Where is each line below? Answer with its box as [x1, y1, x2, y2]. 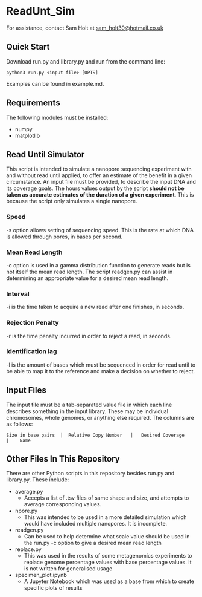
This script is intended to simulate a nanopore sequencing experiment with [6, 165, 192, 173]
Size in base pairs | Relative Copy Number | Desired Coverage [6, 432, 185, 438]
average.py [14, 488, 43, 495]
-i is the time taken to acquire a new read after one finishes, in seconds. [6, 304, 185, 311]
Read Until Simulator [6, 149, 85, 160]
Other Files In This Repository [6, 454, 120, 464]
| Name [6, 437, 31, 443]
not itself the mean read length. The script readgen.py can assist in [6, 268, 173, 275]
